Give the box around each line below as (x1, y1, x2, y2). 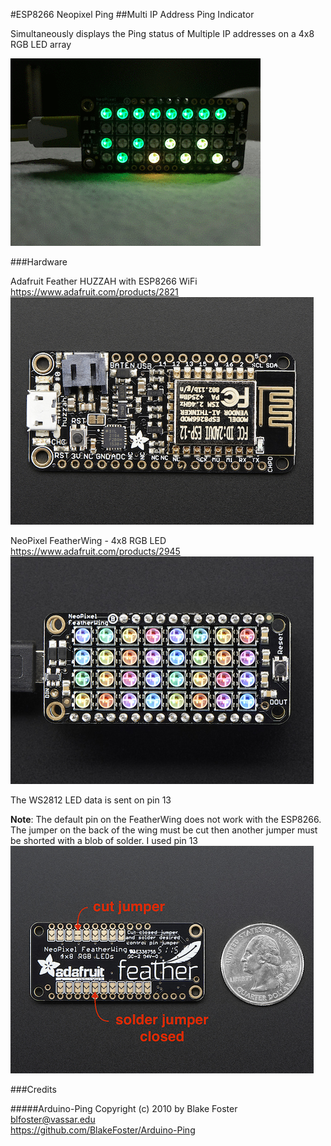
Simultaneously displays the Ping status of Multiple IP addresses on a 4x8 (10, 28, 315, 39)
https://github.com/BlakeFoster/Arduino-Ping (10, 1124, 196, 1136)
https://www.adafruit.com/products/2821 (10, 286, 179, 298)
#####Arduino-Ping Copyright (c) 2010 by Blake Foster (10, 1103, 238, 1114)
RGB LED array (10, 39, 72, 50)
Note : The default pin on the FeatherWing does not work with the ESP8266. (10, 814, 322, 825)
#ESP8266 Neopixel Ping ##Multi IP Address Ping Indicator (10, 9, 255, 20)
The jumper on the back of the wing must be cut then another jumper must (10, 824, 318, 836)
